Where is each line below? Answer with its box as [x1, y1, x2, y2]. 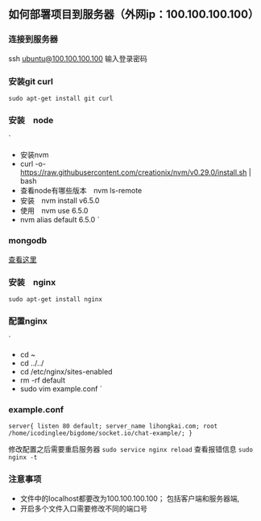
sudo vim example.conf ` [19, 384, 102, 394]
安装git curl [8, 76, 54, 87]
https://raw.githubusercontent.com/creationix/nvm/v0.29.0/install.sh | [19, 167, 251, 177]
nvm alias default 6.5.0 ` [19, 215, 100, 225]
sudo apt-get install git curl [8, 94, 114, 102]
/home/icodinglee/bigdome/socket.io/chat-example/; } [8, 429, 193, 437]
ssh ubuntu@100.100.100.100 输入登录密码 [8, 53, 147, 63]
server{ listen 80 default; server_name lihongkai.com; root [8, 422, 218, 431]
